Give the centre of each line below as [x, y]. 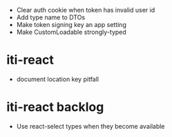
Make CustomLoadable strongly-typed [71, 32]
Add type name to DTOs [51, 17]
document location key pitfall [58, 79]
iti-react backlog [55, 107]
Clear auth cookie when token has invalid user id [86, 10]
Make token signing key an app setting [71, 25]
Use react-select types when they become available [90, 126]
